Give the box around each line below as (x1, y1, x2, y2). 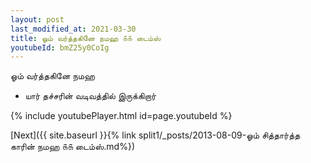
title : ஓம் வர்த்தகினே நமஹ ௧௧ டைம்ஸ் (10, 33, 162, 43)
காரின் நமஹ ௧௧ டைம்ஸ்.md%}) (10, 141, 135, 153)
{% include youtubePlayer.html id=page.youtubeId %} (10, 110, 233, 122)
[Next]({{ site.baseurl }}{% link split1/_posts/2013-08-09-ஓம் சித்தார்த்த (10, 129, 301, 141)
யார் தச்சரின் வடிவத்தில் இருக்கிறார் (24, 90, 157, 102)
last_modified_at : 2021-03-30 (10, 24, 137, 34)
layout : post (10, 14, 65, 25)
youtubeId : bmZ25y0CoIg (10, 42, 110, 53)
